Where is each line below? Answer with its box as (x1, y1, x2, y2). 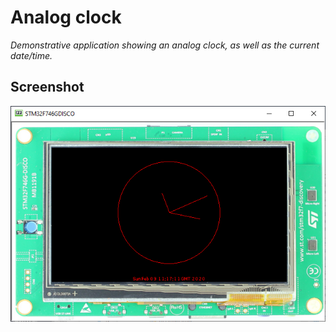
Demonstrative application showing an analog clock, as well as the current (10, 39, 320, 51)
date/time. (10, 49, 53, 61)
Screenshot (10, 79, 85, 96)
